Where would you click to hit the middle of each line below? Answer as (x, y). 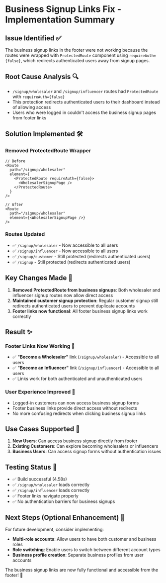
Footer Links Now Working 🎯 (40, 346)
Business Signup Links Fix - (63, 9)
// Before (15, 161)
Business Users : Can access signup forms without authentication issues (87, 452)
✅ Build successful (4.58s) (40, 479)
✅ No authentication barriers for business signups (64, 501)
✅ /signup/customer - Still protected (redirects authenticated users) (81, 256)
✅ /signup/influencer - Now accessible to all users (65, 251)
